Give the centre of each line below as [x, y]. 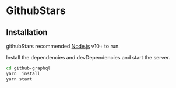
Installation [27, 32]
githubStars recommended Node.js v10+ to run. [63, 46]
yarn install [23, 73]
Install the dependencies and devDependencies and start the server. [88, 57]
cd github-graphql [28, 68]
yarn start [19, 79]
